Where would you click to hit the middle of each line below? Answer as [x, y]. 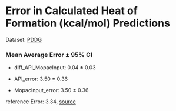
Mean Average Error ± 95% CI [49, 55]
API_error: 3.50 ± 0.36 [41, 79]
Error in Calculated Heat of [72, 11]
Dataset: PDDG [24, 39]
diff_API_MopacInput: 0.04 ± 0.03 [55, 68]
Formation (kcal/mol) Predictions [88, 23]
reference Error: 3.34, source [41, 102]
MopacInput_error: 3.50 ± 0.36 [51, 90]
